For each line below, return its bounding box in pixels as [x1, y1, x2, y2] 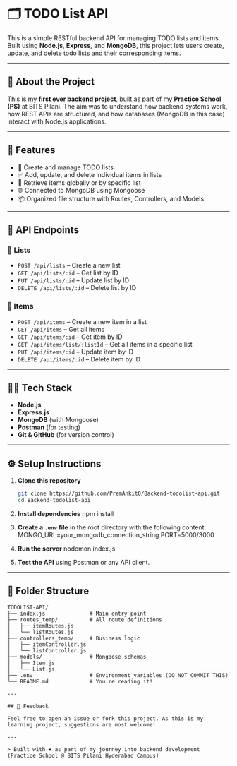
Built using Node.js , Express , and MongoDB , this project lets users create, [7, 41, 224, 49]
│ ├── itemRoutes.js [7, 622, 74, 629]
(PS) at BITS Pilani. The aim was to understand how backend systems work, [7, 102, 228, 110]
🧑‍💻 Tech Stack [7, 382, 73, 394]
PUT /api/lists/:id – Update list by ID [17, 276, 130, 285]
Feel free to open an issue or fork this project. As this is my [7, 714, 203, 722]
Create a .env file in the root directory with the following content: [17, 523, 207, 532]
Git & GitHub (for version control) [17, 431, 114, 439]
